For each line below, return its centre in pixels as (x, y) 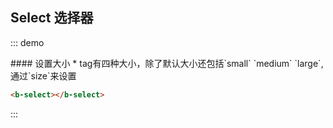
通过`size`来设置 (43, 75)
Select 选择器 (52, 18)
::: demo (27, 42)
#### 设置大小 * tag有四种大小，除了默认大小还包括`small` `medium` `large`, (167, 63)
